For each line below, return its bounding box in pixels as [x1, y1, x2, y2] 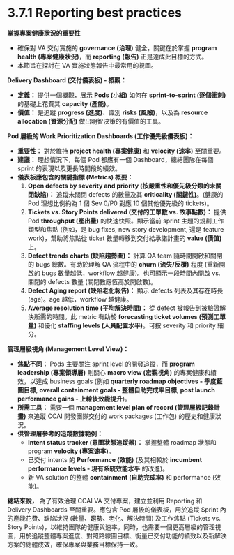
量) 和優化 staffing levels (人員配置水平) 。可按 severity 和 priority [27, 321, 216, 330]
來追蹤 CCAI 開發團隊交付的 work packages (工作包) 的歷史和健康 [27, 412, 216, 420]
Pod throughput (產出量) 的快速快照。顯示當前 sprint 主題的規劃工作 [27, 216, 224, 225]
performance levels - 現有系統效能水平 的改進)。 [27, 464, 169, 473]
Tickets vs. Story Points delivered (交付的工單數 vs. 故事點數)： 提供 [27, 207, 226, 216]
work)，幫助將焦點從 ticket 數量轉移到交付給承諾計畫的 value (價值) [27, 234, 222, 242]
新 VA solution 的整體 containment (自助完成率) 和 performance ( [27, 473, 215, 481]
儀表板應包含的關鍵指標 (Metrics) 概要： [17, 172, 134, 181]
